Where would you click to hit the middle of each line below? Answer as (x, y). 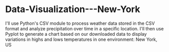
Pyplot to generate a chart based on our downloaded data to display (76, 34)
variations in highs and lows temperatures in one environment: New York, (81, 39)
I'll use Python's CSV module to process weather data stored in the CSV (80, 23)
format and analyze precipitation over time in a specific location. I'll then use (84, 28)
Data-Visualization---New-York (73, 9)
